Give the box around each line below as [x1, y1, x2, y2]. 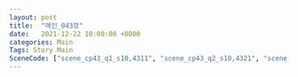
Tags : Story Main [9, 46, 74, 55]
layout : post [9, 12, 58, 22]
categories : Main [9, 37, 74, 47]
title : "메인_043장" [9, 21, 84, 30]
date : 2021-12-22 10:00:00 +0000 [9, 29, 141, 38]
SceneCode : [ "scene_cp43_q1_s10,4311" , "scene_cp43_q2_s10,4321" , [9, 54, 260, 63]
